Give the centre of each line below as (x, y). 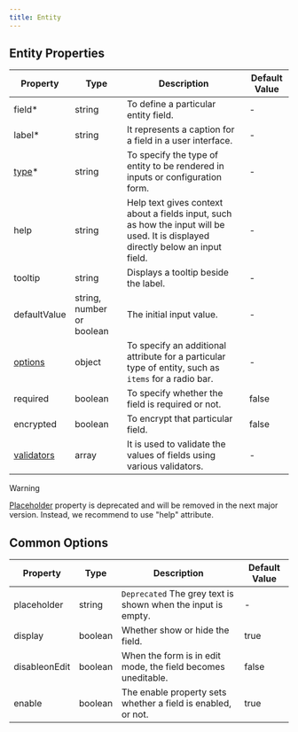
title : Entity (35, 17)
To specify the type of (173, 155)
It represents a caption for (181, 129)
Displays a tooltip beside (178, 273)
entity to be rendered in (176, 167)
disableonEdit (42, 667)
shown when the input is (172, 605)
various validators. (165, 466)
